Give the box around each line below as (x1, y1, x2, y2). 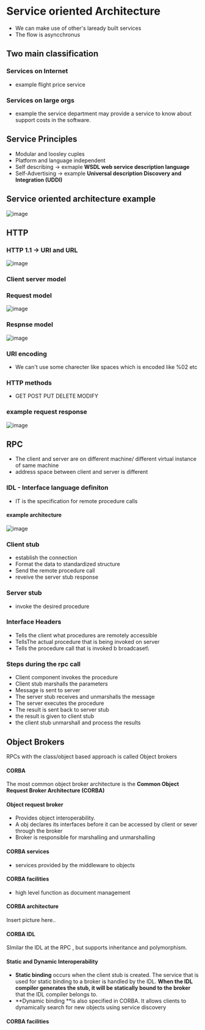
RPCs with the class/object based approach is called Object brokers (6, 753, 178, 760)
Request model (6, 291, 52, 300)
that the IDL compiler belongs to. (15, 991, 98, 998)
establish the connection (15, 554, 77, 562)
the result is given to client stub (15, 712, 95, 720)
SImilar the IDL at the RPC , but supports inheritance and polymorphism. (6, 944, 187, 951)
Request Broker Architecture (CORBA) (6, 787, 105, 794)
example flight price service (15, 80, 85, 88)
